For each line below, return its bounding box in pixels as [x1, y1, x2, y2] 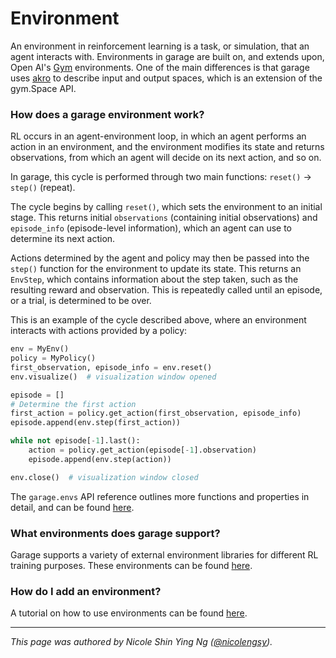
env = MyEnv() [10, 344, 70, 354]
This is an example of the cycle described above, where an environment [10, 314, 307, 326]
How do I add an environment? [10, 584, 162, 598]
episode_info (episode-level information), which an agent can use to [10, 222, 293, 234]
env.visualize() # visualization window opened [10, 372, 217, 382]
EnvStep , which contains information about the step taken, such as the [10, 273, 299, 286]
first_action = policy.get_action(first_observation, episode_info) [10, 408, 302, 419]
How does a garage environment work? [10, 107, 205, 121]
